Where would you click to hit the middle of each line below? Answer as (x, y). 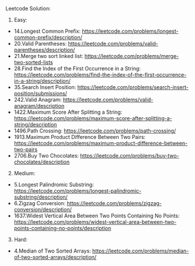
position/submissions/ (41, 93)
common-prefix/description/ (48, 37)
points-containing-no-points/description (62, 228)
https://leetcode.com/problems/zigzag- (114, 203)
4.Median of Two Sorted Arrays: (52, 251)
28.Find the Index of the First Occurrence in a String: (77, 69)
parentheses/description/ (44, 50)
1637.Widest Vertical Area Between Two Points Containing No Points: (97, 216)
